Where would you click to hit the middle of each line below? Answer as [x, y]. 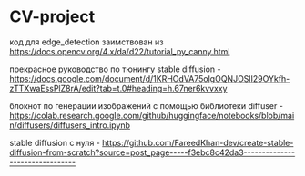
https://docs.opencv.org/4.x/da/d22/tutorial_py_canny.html [120, 51]
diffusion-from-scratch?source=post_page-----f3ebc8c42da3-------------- [152, 152]
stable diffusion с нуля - [55, 142]
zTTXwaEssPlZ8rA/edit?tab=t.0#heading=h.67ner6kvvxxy [118, 88]
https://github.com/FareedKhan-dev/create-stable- [198, 142]
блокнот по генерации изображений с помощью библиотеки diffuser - [147, 105]
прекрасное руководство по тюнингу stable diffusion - [115, 69]
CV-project [52, 17]
